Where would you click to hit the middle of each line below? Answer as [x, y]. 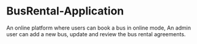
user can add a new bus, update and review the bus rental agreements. [96, 34]
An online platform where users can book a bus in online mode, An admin [99, 28]
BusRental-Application [65, 11]
